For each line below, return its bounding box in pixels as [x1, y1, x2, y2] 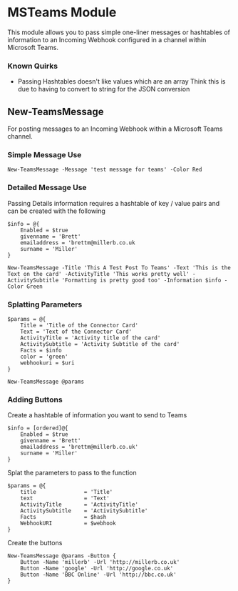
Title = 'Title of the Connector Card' [20, 322, 139, 329]
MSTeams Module [7, 4, 117, 21]
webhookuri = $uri [20, 359, 75, 367]
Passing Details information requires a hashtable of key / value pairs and [7, 199, 220, 207]
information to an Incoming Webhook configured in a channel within [7, 35, 207, 44]
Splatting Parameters [7, 299, 83, 309]
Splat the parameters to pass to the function [7, 469, 137, 477]
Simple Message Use [7, 149, 82, 159]
